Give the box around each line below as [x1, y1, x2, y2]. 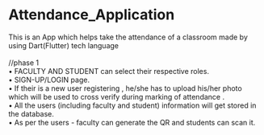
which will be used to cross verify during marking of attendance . [8, 92, 224, 101]
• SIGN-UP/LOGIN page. [8, 75, 90, 84]
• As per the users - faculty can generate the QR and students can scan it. [8, 117, 256, 127]
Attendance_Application [8, 6, 175, 24]
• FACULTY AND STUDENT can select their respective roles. [8, 66, 210, 76]
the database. [8, 108, 55, 118]
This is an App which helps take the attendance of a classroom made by [8, 32, 249, 42]
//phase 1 [8, 58, 39, 67]
